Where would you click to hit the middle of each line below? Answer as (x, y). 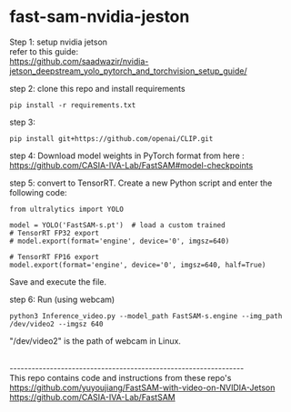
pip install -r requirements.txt (73, 105)
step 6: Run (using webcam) (62, 299)
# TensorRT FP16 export (55, 256)
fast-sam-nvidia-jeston (100, 17)
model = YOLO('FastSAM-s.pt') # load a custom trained (117, 225)
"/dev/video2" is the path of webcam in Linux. (95, 341)
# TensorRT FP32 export (55, 233)
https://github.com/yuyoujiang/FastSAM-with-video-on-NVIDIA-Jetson (142, 387)
